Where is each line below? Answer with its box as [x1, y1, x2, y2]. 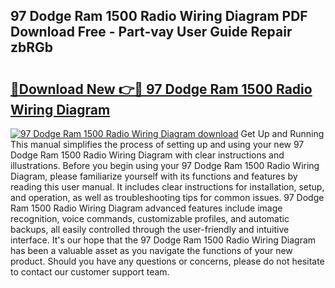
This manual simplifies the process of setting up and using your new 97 [10, 139, 305, 150]
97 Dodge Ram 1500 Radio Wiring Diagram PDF [10, 8, 308, 25]
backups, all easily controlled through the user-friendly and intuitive [10, 224, 290, 235]
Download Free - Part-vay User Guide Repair [10, 24, 293, 41]
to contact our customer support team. [10, 266, 170, 278]
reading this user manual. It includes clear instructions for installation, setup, [10, 181, 325, 193]
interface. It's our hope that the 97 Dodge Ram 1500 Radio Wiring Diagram [10, 234, 317, 246]
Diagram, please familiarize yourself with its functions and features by [10, 170, 298, 182]
